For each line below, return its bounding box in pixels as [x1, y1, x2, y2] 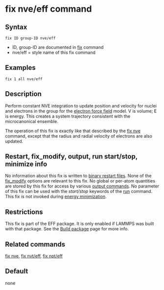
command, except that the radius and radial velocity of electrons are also [5, 133, 153, 139]
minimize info [5, 160, 47, 168]
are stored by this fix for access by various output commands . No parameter [5, 183, 159, 189]
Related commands [5, 240, 65, 249]
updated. [5, 138, 23, 144]
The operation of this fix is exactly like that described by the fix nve [5, 128, 141, 134]
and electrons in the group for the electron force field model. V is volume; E [5, 108, 157, 114]
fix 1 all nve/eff [5, 77, 43, 82]
